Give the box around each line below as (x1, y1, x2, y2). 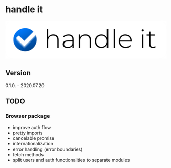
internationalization (12, 140, 54, 146)
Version (5, 69, 31, 77)
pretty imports (12, 130, 43, 136)
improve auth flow (12, 124, 51, 130)
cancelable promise (12, 135, 55, 141)
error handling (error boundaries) (12, 146, 83, 152)
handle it (5, 4, 44, 15)
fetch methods (12, 151, 44, 157)
